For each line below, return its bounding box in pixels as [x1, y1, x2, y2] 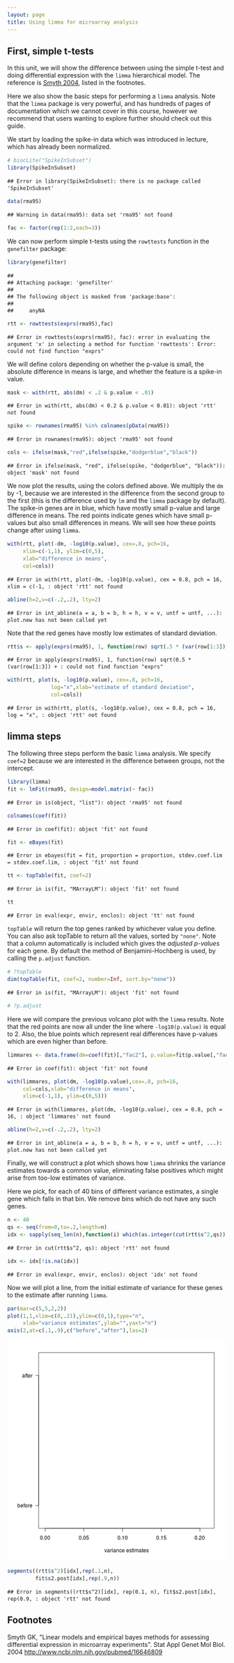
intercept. [7, 764, 35, 772]
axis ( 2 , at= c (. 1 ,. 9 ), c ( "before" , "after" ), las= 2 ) [7, 1327, 148, 1335]
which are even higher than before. [7, 1037, 108, 1045]
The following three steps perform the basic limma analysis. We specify [7, 749, 211, 757]
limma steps [7, 731, 61, 743]
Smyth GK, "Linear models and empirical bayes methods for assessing [7, 1632, 210, 1641]
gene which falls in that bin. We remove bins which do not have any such [7, 1194, 217, 1203]
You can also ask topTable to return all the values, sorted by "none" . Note [7, 932, 217, 941]
